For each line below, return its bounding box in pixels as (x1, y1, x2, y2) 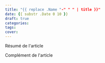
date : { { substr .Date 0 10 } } (5, 12, 68, 16)
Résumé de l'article (5, 43, 44, 48)
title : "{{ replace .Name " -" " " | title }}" (5, 7, 101, 12)
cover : (5, 30, 18, 34)
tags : (5, 25, 16, 30)
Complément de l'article (5, 52, 53, 58)
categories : (5, 20, 29, 26)
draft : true (5, 16, 29, 21)
